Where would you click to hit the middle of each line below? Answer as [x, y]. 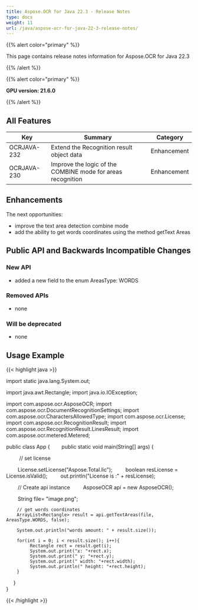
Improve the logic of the [84, 164]
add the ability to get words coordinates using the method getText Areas [102, 232]
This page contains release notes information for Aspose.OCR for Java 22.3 [98, 56]
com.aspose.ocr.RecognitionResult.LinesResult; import [72, 429]
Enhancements [34, 200]
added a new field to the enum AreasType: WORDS [76, 280]
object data [67, 155]
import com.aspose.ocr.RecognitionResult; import [66, 423]
